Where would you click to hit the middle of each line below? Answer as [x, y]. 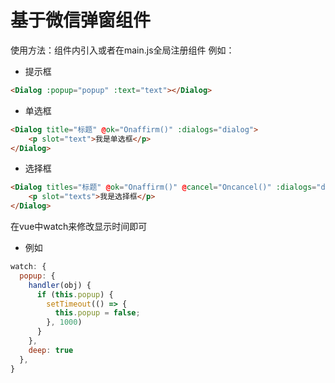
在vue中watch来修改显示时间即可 [79, 227]
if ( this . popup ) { [75, 294]
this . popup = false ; [97, 313]
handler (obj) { [60, 285]
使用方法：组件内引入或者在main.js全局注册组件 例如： [122, 50]
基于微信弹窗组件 [81, 20]
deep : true [51, 350]
